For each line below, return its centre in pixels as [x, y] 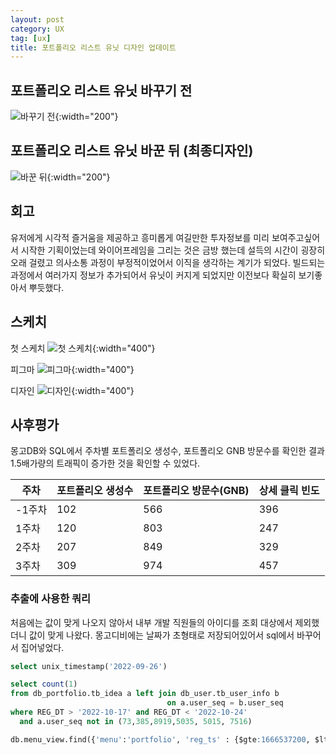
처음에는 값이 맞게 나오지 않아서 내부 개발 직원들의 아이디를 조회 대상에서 [151, 622]
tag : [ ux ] [31, 38]
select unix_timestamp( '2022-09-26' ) [89, 666]
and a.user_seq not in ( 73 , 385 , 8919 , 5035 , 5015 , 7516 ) [136, 721]
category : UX [37, 29]
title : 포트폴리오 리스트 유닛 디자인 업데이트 [93, 47]
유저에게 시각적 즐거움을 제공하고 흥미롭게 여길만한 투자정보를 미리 [140, 237]
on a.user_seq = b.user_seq [225, 703]
